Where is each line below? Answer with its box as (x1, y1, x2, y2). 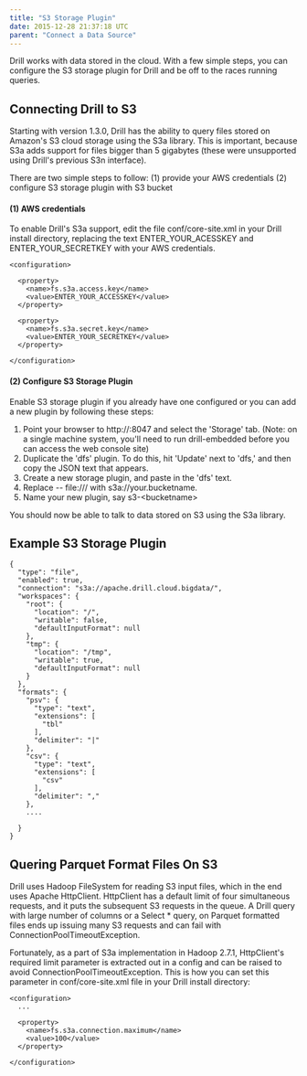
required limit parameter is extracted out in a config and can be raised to (9, 957, 282, 968)
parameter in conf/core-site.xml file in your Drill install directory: (9, 976, 251, 987)
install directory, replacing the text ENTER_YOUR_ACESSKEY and (9, 233, 254, 244)
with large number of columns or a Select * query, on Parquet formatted (9, 911, 281, 922)
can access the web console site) (22, 442, 149, 453)
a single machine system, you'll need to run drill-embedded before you (22, 433, 291, 444)
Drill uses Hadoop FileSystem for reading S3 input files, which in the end (9, 881, 282, 892)
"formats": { (17, 687, 68, 698)
